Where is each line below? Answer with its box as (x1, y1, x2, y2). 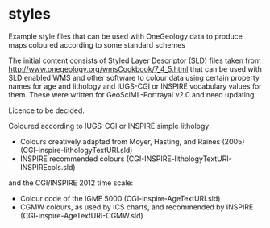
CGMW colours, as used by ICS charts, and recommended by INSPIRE (19, 202, 254, 212)
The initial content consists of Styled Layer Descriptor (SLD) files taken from (8, 56, 261, 65)
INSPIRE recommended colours (19, 154, 125, 164)
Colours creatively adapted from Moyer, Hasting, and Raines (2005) (19, 136, 245, 146)
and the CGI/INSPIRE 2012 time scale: (8, 178, 134, 188)
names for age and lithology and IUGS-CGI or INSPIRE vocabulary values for (8, 81, 262, 91)
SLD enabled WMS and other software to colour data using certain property (8, 73, 260, 82)
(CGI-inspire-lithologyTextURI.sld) (19, 145, 133, 155)
